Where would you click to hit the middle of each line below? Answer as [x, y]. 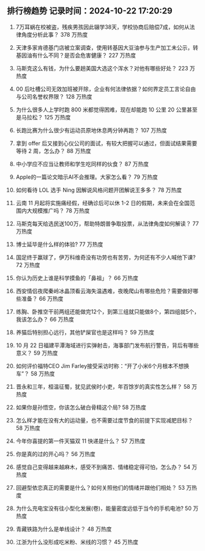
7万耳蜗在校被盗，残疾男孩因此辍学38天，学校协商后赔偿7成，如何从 [102, 27]
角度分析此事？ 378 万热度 [54, 34]
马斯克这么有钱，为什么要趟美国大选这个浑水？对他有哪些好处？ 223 [102, 68]
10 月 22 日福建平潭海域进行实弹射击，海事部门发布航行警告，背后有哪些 [107, 345]
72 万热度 [28, 264]
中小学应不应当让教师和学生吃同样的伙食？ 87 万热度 [82, 163]
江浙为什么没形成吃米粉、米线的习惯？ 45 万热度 [77, 542]
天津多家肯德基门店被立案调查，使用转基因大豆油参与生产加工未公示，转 [107, 47]
